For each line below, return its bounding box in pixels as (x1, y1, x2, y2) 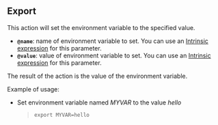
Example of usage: (7, 85, 60, 93)
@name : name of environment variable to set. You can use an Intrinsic (16, 37, 208, 45)
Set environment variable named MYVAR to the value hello (16, 98, 182, 107)
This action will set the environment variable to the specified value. (7, 23, 195, 31)
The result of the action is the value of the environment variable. (7, 72, 188, 80)
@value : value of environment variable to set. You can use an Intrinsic (16, 51, 211, 59)
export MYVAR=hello (33, 111, 90, 118)
